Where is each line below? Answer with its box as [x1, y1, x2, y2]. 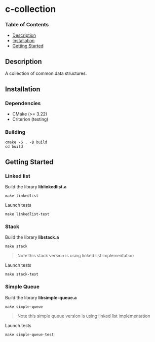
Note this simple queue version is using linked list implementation [17, 313, 151, 319]
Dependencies [5, 100, 41, 107]
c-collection [5, 3, 56, 15]
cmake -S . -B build [5, 140, 48, 145]
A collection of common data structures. [5, 70, 87, 76]
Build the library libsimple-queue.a [5, 294, 77, 300]
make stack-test [5, 272, 39, 277]
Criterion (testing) [12, 116, 48, 122]
